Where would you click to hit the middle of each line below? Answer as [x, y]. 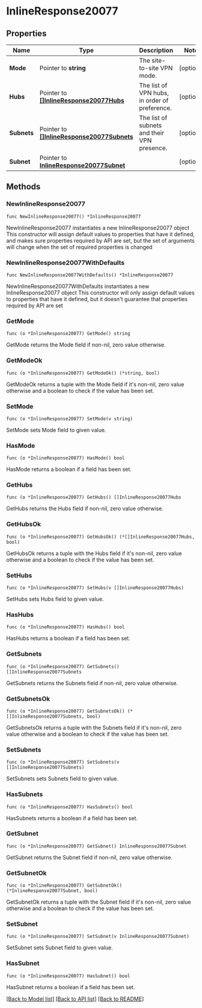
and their [151, 133]
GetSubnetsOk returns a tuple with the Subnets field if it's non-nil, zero [94, 727]
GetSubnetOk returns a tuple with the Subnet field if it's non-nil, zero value [99, 902]
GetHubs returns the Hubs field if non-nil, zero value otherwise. [85, 509]
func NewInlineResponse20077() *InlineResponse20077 [74, 216]
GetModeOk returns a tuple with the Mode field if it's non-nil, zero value [95, 384]
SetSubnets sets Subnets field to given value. [62, 779]
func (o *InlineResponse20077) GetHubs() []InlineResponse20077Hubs [94, 497]
